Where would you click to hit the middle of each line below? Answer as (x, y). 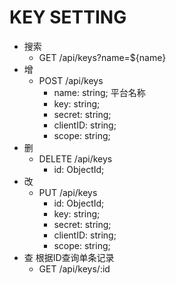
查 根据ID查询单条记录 (69, 257)
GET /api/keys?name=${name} (102, 57)
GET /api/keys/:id (74, 268)
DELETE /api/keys (75, 158)
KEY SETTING (68, 17)
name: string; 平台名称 (99, 92)
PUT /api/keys (68, 192)
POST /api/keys (71, 80)
